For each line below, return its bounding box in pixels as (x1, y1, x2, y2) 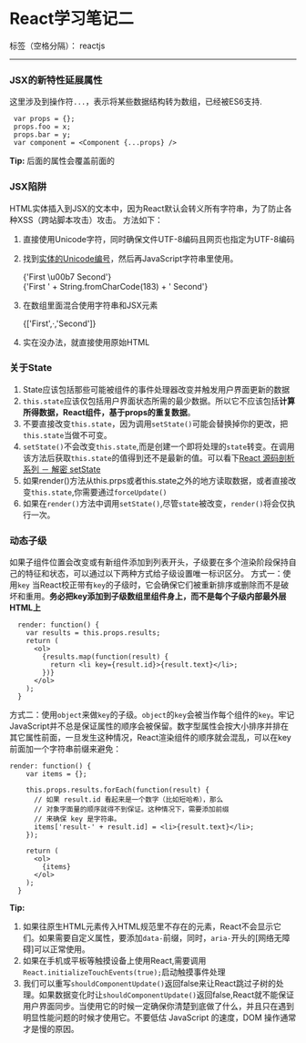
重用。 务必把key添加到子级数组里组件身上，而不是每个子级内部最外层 (25, 591, 287, 602)
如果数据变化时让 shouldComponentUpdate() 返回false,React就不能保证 (38, 989, 294, 1000)
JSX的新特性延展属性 (9, 74, 103, 87)
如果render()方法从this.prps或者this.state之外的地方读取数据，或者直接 (22, 475, 289, 486)
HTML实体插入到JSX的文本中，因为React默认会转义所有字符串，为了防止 (9, 202, 284, 214)
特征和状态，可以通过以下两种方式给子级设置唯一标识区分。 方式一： (25, 568, 283, 579)
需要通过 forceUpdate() (81, 486, 168, 497)
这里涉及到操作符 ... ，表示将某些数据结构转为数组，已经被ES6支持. (9, 97, 262, 107)
